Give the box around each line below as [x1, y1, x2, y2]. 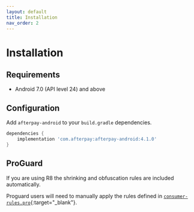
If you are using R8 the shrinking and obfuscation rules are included [6, 174, 174, 181]
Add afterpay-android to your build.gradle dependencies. [6, 119, 152, 126]
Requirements [6, 70, 60, 80]
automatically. [6, 181, 41, 188]
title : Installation [6, 14, 58, 20]
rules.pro [6, 199, 31, 206]
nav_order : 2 [6, 20, 39, 26]
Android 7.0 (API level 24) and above [14, 85, 106, 93]
